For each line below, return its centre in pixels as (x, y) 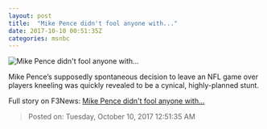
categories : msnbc (39, 38)
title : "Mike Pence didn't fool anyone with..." (93, 23)
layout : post (30, 16)
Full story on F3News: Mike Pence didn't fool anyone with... (107, 101)
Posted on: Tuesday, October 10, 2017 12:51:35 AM (111, 117)
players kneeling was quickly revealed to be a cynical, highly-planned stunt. (134, 85)
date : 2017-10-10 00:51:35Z (55, 31)
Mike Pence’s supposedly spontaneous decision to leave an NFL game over (133, 77)
